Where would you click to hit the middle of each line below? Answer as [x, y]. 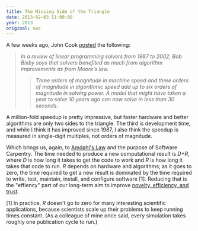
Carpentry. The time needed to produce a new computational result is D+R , [98, 154]
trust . [13, 192]
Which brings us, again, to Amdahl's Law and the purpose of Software [92, 147]
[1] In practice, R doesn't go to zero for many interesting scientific [86, 203]
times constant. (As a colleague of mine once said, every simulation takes [96, 216]
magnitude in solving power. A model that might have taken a [111, 93]
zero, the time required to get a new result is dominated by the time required [99, 173]
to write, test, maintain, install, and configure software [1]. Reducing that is [97, 179]
